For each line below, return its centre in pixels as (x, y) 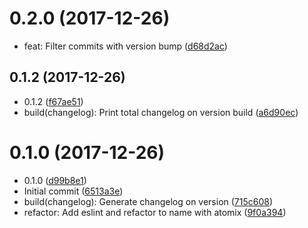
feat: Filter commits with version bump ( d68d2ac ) (125, 46)
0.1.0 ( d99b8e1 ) (55, 180)
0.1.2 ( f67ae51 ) (53, 101)
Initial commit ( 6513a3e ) (73, 191)
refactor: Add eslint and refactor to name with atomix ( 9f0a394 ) (155, 212)
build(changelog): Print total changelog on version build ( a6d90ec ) (161, 112)
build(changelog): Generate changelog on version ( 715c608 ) (148, 201)
